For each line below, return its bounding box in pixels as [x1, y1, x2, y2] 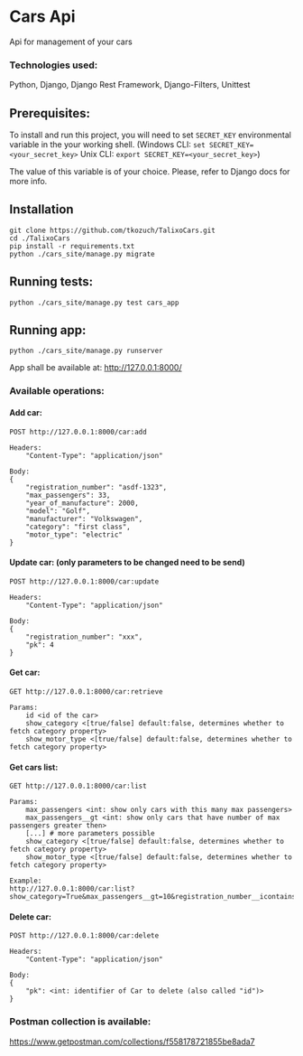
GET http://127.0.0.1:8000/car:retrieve [9, 687, 164, 696]
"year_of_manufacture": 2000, [25, 499, 140, 508]
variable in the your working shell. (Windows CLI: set [9, 139, 206, 150]
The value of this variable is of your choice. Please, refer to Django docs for [9, 166, 290, 177]
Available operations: [9, 385, 106, 397]
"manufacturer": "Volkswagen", [25, 514, 143, 523]
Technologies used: [9, 59, 98, 71]
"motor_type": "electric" [25, 530, 124, 539]
